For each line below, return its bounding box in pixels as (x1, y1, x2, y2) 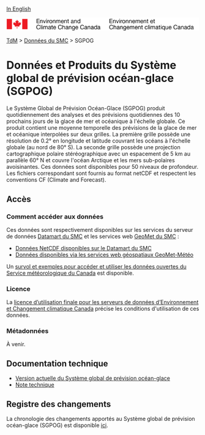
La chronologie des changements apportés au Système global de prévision (6, 415, 195, 423)
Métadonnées (6, 327, 49, 335)
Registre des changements (6, 399, 111, 409)
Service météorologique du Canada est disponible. (6, 269, 135, 277)
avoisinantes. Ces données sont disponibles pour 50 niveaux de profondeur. (6, 163, 199, 171)
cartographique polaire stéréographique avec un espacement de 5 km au (6, 150, 191, 158)
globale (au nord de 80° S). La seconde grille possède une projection (6, 144, 181, 151)
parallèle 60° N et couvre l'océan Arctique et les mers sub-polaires (6, 157, 176, 164)
